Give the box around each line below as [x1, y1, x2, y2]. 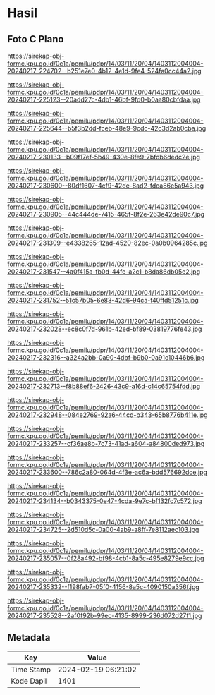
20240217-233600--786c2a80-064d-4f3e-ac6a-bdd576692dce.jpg [7, 468, 208, 476]
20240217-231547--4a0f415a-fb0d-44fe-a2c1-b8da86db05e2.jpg [7, 267, 201, 276]
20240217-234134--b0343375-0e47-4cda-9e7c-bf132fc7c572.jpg [7, 497, 202, 505]
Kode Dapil [11, 676, 47, 686]
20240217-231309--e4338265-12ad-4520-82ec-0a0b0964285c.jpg [7, 238, 208, 247]
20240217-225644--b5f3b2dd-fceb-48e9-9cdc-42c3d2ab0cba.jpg [7, 124, 207, 132]
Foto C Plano [7, 33, 64, 45]
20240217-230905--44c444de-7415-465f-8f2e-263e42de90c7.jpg [7, 210, 205, 218]
